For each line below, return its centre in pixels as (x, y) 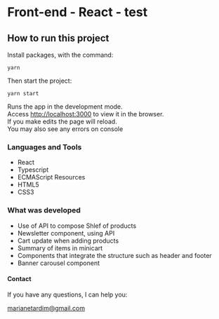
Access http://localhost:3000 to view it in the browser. (86, 114)
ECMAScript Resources (51, 177)
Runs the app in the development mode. (65, 107)
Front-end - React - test (78, 12)
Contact (19, 279)
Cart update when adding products (68, 240)
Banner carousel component (59, 263)
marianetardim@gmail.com (46, 308)
